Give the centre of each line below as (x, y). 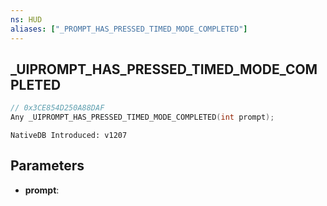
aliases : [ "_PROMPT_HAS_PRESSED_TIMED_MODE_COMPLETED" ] (129, 29)
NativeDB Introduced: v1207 (69, 136)
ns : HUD (26, 19)
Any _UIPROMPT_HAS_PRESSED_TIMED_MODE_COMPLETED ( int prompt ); (142, 117)
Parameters (47, 166)
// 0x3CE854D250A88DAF (57, 108)
